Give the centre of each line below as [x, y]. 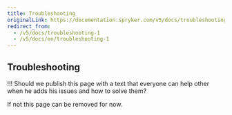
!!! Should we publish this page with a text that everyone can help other [108, 83]
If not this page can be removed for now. [65, 104]
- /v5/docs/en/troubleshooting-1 [61, 39]
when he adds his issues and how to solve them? [77, 91]
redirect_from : [29, 26]
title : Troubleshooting [41, 13]
